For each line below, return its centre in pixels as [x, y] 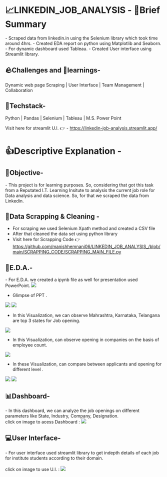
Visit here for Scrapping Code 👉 [46, 239]
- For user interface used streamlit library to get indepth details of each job [82, 452]
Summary [26, 24]
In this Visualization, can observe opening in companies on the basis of [86, 340]
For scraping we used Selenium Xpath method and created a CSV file [84, 228]
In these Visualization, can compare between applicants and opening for [87, 364]
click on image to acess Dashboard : [42, 422]
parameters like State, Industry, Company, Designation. [62, 416]
